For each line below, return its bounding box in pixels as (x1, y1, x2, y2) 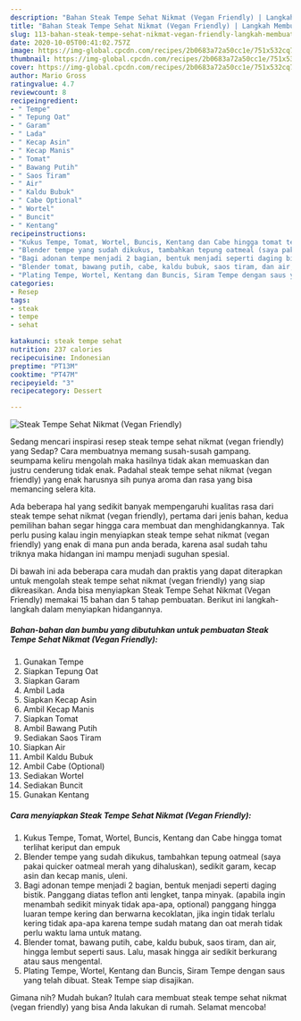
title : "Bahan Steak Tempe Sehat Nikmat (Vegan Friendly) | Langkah (10, 21, 271, 30)
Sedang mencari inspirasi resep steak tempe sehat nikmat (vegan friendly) (10, 436, 285, 447)
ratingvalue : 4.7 (10, 80, 75, 89)
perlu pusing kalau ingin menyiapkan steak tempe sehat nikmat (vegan (10, 529, 270, 541)
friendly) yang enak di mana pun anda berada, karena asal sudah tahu (10, 539, 268, 550)
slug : (10, 30, 30, 38)
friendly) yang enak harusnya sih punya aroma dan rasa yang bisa (10, 475, 253, 485)
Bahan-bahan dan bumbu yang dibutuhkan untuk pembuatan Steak (10, 624, 269, 635)
